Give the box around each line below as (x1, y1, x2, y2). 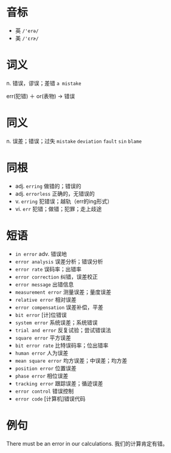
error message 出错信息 (15, 280, 74, 288)
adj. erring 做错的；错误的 (15, 182, 82, 190)
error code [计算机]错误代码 (15, 394, 86, 402)
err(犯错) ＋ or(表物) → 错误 (6, 92, 75, 99)
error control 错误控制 (15, 387, 74, 394)
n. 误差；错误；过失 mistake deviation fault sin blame (6, 137, 142, 144)
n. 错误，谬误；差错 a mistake (6, 79, 82, 87)
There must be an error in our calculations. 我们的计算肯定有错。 (6, 440, 169, 447)
